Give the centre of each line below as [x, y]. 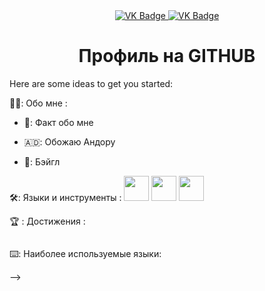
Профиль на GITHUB [167, 56]
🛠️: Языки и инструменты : [65, 197]
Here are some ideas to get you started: [91, 83]
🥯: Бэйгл [42, 161]
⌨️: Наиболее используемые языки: [85, 253]
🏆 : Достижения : [47, 221]
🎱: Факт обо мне [58, 122]
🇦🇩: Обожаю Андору [69, 141]
